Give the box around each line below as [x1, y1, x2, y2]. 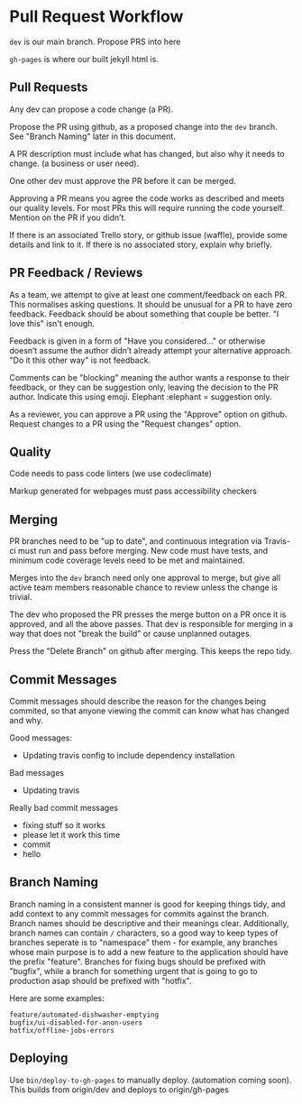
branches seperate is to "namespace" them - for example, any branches [9, 936, 278, 948]
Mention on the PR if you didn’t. [9, 212, 126, 223]
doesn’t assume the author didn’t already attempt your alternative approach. [9, 345, 293, 355]
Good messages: [9, 732, 72, 743]
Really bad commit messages [9, 803, 119, 813]
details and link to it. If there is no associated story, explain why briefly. [9, 239, 272, 250]
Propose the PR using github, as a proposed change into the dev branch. [9, 121, 278, 132]
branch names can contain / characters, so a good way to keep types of [9, 927, 279, 938]
